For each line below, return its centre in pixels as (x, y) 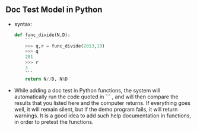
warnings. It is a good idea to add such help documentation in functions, (102, 116)
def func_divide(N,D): (42, 35)
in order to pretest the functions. (54, 122)
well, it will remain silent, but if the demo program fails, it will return (96, 109)
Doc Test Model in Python (54, 10)
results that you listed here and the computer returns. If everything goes (102, 103)
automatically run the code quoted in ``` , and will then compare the (96, 97)
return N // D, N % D (47, 79)
